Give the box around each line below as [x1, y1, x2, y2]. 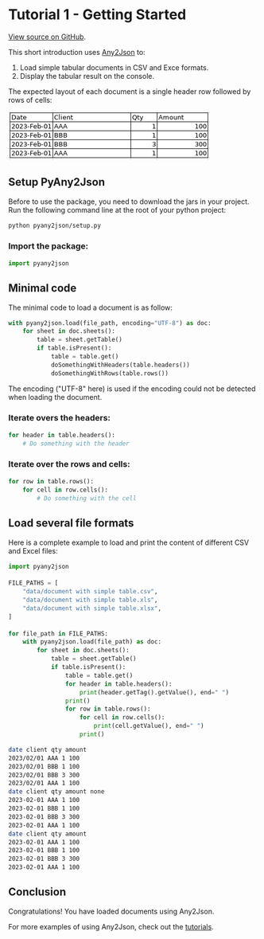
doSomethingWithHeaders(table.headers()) [50, 361, 191, 369]
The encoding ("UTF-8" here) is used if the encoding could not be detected [8, 384, 256, 393]
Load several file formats [8, 516, 134, 530]
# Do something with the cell [37, 494, 137, 503]
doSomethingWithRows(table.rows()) [50, 369, 169, 378]
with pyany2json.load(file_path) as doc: [22, 638, 161, 646]
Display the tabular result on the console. [19, 71, 155, 80]
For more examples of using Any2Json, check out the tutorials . [8, 921, 215, 931]
